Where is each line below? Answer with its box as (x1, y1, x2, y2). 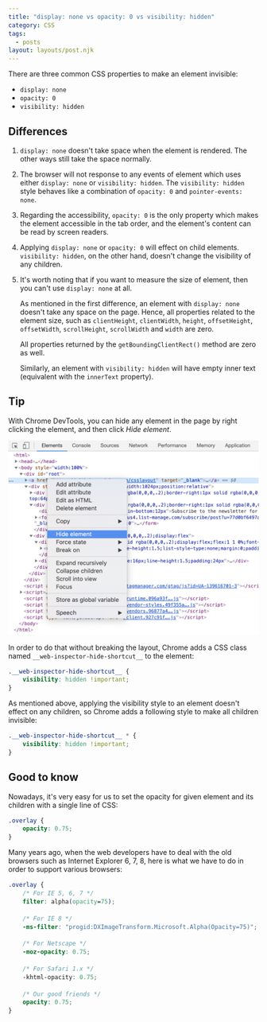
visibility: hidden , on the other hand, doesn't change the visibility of (19, 251, 252, 260)
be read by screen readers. (19, 227, 109, 236)
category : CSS (8, 21, 56, 29)
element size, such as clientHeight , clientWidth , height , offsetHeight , (19, 315, 253, 325)
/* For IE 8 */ (22, 915, 73, 923)
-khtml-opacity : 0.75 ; (22, 973, 98, 981)
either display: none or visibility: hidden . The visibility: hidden (19, 177, 245, 187)
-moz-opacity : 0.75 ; (22, 948, 91, 956)
